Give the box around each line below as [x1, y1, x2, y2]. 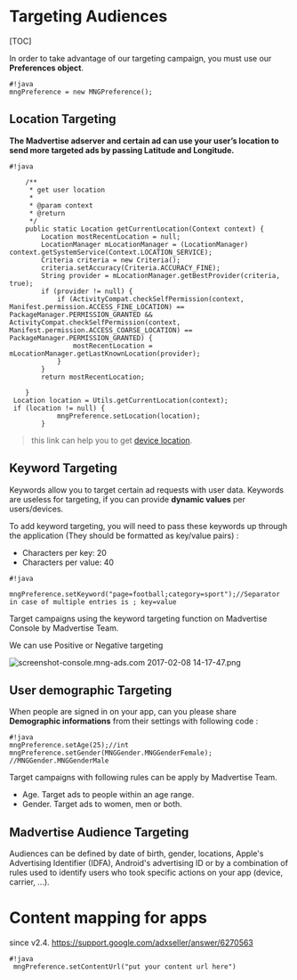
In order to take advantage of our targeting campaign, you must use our [9, 53, 272, 63]
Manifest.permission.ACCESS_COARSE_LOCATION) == [9, 325, 193, 335]
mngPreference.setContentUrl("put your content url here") [12, 962, 237, 972]
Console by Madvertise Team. [9, 622, 119, 633]
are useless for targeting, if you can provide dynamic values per [9, 494, 246, 504]
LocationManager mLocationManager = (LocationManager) [41, 240, 249, 249]
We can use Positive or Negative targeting [9, 640, 164, 650]
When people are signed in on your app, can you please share [9, 706, 237, 717]
